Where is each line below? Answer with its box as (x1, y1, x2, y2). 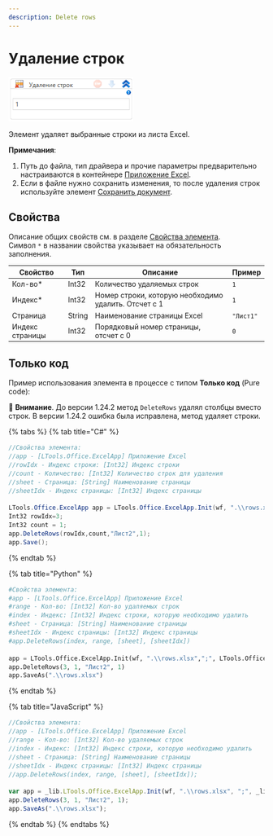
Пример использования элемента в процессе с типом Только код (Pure (8, 378, 260, 388)
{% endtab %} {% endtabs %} (8, 819, 110, 829)
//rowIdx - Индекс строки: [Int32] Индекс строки (8, 460, 180, 469)
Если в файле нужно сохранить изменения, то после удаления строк (19, 178, 261, 187)
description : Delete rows (8, 13, 96, 21)
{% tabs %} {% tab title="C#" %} (8, 427, 119, 437)
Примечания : (8, 145, 57, 155)
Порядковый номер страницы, (94, 322, 201, 332)
